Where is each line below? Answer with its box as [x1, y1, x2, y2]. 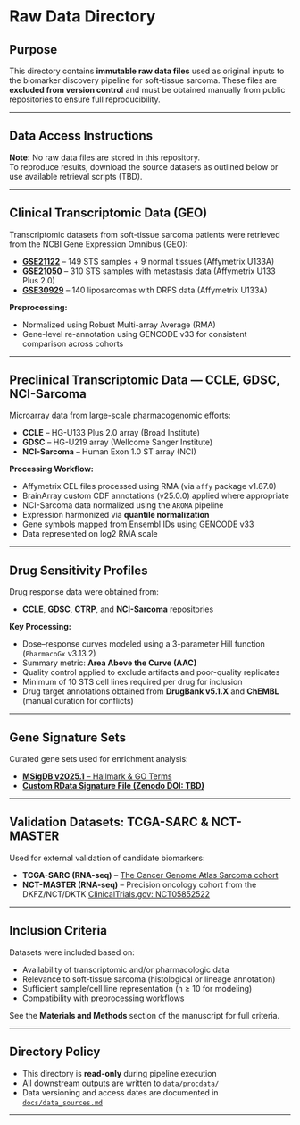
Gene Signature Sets [9, 730, 127, 745]
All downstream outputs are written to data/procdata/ [21, 1078, 220, 1088]
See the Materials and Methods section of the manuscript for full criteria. [9, 1010, 279, 1020]
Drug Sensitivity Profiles [9, 562, 148, 578]
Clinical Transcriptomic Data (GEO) [9, 206, 208, 221]
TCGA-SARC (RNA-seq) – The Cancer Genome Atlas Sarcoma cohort [21, 869, 279, 880]
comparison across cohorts [21, 338, 124, 349]
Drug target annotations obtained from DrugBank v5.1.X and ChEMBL [21, 686, 279, 697]
